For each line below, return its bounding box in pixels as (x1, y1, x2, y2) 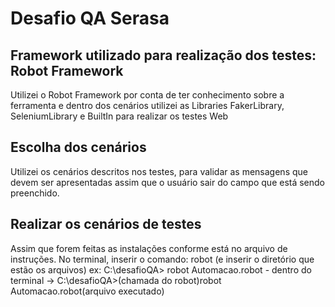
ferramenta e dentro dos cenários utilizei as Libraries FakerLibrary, (10, 100, 285, 111)
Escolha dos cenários (10, 139, 147, 156)
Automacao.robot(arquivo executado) (10, 285, 165, 297)
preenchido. (10, 187, 60, 199)
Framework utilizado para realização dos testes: (10, 47, 317, 64)
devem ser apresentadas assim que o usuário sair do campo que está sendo (10, 176, 326, 188)
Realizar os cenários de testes (10, 216, 202, 233)
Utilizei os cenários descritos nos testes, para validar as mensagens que (10, 165, 308, 177)
